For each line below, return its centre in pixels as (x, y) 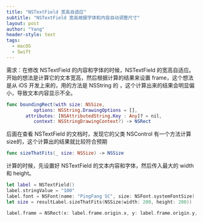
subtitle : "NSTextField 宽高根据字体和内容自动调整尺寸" (73, 18)
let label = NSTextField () (41, 185)
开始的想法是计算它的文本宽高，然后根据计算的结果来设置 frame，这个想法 (100, 78)
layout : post (23, 23)
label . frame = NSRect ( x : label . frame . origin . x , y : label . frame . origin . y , (102, 213)
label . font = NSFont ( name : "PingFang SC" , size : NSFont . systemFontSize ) (101, 196)
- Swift (22, 52)
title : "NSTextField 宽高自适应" (46, 12)
